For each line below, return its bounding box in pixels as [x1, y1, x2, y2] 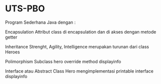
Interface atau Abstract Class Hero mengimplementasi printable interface [5, 68, 154, 74]
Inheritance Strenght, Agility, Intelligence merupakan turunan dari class [5, 43, 149, 49]
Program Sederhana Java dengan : [5, 19, 76, 25]
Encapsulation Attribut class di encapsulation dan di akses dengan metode [5, 29, 157, 35]
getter [5, 34, 18, 40]
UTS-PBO [5, 3, 45, 14]
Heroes [5, 49, 20, 55]
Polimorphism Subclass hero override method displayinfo [5, 58, 122, 64]
